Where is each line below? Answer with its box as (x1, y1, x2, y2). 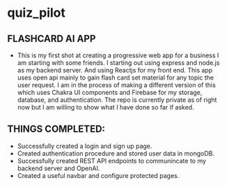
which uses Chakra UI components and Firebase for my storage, (17, 89, 203, 96)
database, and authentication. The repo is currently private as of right (17, 96, 217, 104)
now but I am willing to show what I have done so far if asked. (17, 103, 194, 111)
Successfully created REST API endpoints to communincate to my (17, 156, 207, 165)
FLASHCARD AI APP (7, 33, 96, 45)
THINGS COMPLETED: (7, 124, 106, 135)
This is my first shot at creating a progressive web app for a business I (17, 51, 219, 59)
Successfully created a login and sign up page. (17, 142, 152, 150)
